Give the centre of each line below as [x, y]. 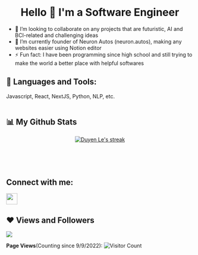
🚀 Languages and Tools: [51, 82]
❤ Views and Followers [51, 220]
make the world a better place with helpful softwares [79, 63]
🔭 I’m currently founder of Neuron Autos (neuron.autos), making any [98, 41]
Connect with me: [40, 182]
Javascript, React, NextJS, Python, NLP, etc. [60, 96]
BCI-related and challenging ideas [56, 35]
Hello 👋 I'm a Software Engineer [100, 13]
